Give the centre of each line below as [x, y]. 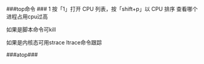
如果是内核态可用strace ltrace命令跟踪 [54, 42]
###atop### [22, 55]
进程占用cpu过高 [27, 16]
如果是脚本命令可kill [31, 30]
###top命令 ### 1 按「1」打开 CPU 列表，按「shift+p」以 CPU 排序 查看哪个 [102, 9]
